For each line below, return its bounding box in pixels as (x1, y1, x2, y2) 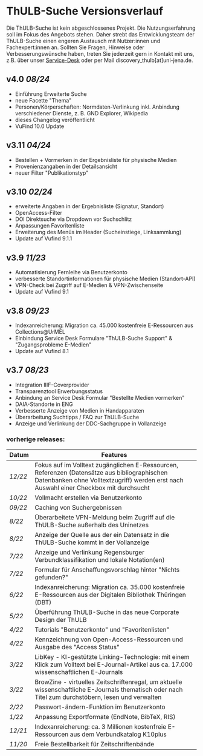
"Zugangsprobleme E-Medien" (14, 341, 92, 348)
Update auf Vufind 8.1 (14, 348, 69, 354)
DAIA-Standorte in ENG (14, 400, 74, 408)
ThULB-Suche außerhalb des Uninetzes (34, 521, 149, 529)
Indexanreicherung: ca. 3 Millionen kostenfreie (34, 723, 167, 731)
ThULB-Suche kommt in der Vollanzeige (34, 538, 150, 547)
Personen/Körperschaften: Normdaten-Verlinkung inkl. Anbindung (14, 103, 180, 110)
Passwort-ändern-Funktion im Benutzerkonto (34, 703, 166, 711)
